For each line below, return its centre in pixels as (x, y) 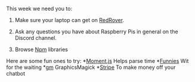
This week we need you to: (39, 9)
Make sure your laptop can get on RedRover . (69, 20)
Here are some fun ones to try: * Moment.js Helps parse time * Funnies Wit (97, 61)
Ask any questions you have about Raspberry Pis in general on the (96, 31)
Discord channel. (35, 38)
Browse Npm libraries (41, 49)
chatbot (16, 73)
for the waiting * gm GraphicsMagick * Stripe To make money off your (91, 67)
